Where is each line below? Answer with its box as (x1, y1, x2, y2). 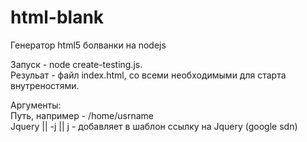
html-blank (10, 6, 105, 29)
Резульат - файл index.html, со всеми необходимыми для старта (10, 69, 287, 81)
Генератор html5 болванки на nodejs (10, 39, 167, 51)
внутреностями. (10, 79, 80, 91)
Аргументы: (10, 99, 62, 111)
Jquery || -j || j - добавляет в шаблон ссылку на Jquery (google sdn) (10, 120, 298, 132)
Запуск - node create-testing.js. (10, 58, 143, 70)
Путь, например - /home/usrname (10, 109, 154, 121)
